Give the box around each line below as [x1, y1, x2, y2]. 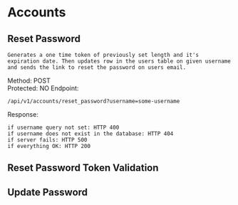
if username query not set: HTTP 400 [7, 124, 120, 131]
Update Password [7, 186, 88, 198]
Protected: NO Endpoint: [7, 84, 79, 93]
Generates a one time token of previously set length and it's [7, 51, 200, 58]
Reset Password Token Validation [7, 162, 159, 174]
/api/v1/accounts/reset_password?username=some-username [7, 98, 180, 105]
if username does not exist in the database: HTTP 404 [7, 130, 174, 137]
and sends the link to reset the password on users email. [7, 64, 187, 71]
